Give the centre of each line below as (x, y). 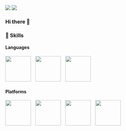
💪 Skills (15, 35)
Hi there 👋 (18, 21)
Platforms (16, 91)
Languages (17, 47)
